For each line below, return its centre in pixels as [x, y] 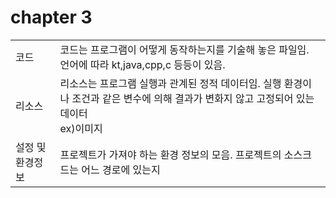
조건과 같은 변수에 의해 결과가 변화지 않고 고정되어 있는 [193, 98]
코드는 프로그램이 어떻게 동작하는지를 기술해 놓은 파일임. [184, 49]
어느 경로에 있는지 [121, 169]
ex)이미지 [81, 128]
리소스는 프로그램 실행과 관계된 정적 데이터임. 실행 [170, 83]
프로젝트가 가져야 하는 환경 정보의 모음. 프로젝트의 [170, 154]
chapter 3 [51, 17]
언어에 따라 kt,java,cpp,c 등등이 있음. [142, 64]
